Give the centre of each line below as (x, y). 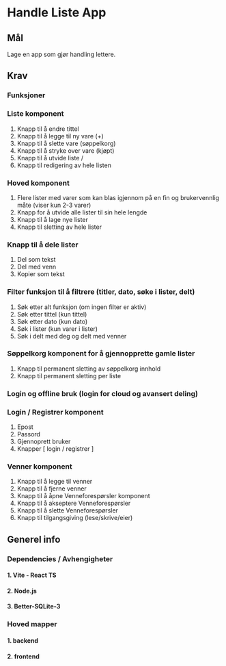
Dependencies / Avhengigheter (60, 558)
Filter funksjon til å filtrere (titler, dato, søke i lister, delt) (101, 292)
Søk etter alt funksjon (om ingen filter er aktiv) (82, 307)
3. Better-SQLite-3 (34, 606)
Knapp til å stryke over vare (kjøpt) (66, 150)
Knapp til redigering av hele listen (64, 165)
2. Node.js (22, 591)
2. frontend (23, 656)
